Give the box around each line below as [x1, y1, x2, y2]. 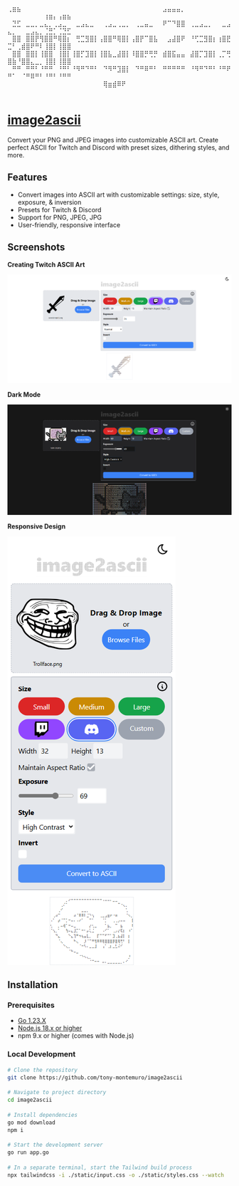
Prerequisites [7, 1000, 55, 1010]
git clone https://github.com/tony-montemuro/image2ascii [7, 1073, 183, 1081]
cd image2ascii [7, 1096, 53, 1104]
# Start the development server [7, 1141, 103, 1149]
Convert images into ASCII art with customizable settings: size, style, [17, 190, 220, 199]
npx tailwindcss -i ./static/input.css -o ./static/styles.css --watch [7, 1171, 224, 1179]
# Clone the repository [7, 1066, 78, 1073]
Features [7, 172, 48, 184]
